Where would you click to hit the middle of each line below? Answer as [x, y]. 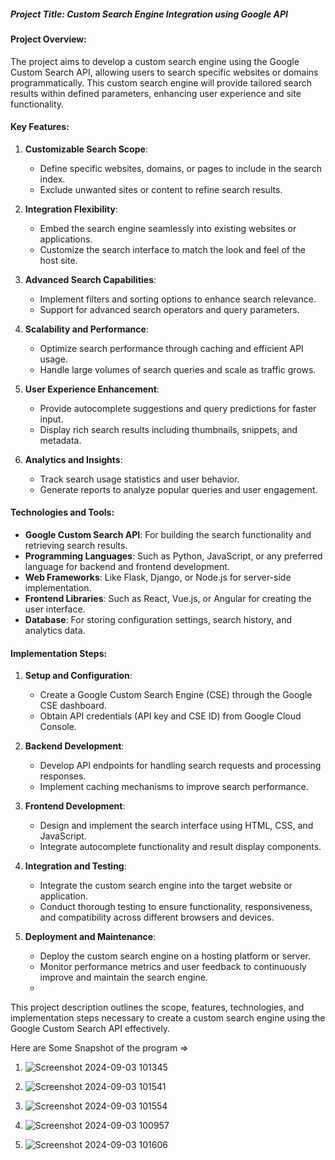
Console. [58, 727]
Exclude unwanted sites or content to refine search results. [161, 189]
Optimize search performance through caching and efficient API [171, 348]
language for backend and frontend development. [127, 566]
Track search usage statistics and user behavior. [139, 479]
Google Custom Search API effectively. [90, 1029]
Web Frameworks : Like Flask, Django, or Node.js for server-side [158, 577]
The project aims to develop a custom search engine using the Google [155, 61]
